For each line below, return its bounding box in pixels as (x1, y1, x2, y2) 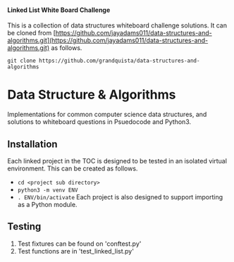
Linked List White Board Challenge (7, 6, 111, 14)
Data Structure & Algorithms (7, 87, 176, 103)
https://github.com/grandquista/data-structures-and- (38, 57, 200, 65)
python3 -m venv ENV (17, 187, 78, 194)
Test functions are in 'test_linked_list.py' (17, 247, 134, 255)
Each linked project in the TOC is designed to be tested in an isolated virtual (7, 156, 228, 165)
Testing (7, 220, 42, 232)
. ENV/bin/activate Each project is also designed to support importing (17, 192, 223, 201)
